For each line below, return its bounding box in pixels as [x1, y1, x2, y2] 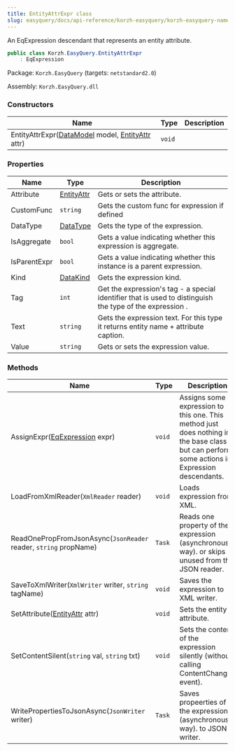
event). [179, 677, 203, 687]
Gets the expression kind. [97, 273, 182, 282]
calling [179, 660, 201, 670]
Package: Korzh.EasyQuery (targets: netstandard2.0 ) [7, 69, 157, 77]
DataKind [59, 273, 90, 282]
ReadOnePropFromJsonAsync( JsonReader [10, 534, 149, 544]
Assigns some [179, 393, 226, 403]
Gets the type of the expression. [97, 221, 204, 230]
